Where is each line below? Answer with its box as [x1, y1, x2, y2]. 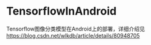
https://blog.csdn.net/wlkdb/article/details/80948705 [6, 32, 140, 39]
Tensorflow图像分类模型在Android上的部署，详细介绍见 [6, 25, 145, 32]
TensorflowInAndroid [6, 4, 117, 18]
